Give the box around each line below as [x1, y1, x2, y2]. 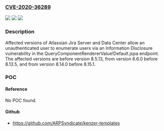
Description [5, 28, 35, 35]
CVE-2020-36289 [5, 4, 51, 11]
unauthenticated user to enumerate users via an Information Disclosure [5, 45, 153, 51]
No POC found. [5, 97, 37, 103]
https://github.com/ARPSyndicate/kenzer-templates [12, 120, 120, 126]
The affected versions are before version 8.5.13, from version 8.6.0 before [5, 55, 158, 61]
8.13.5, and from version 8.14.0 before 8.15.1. [5, 61, 96, 67]
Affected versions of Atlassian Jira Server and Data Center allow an [5, 39, 145, 46]
